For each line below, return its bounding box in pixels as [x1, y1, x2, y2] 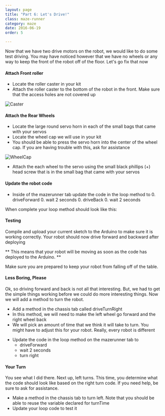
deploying [5, 239, 26, 245]
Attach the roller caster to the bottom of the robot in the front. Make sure [12, 86, 160, 92]
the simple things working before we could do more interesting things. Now [5, 291, 159, 297]
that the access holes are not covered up [12, 92, 96, 98]
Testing [5, 217, 21, 223]
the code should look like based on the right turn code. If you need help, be [5, 380, 159, 386]
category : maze [5, 21, 37, 26]
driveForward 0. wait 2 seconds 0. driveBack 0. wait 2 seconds [12, 197, 141, 203]
